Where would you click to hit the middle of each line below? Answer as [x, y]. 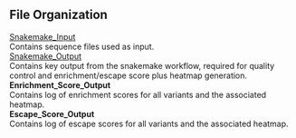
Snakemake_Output [46, 56]
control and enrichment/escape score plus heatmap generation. [128, 75]
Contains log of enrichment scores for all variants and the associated [138, 94]
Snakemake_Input [43, 36]
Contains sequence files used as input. [82, 46]
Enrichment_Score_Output [60, 84]
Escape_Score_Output [52, 113]
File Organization [59, 15]
